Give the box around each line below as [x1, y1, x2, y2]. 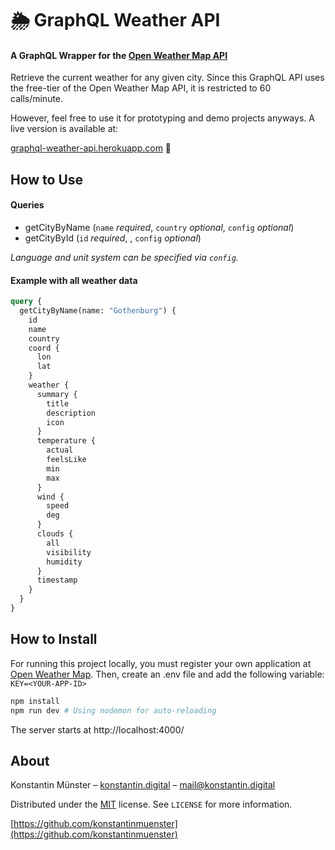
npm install [10, 696, 60, 706]
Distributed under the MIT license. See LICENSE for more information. [10, 798, 293, 811]
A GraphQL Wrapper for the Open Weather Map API [10, 49, 228, 61]
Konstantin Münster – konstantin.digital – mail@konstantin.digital [10, 779, 276, 791]
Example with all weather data [10, 274, 138, 286]
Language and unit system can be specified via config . [10, 251, 239, 263]
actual [46, 445, 74, 456]
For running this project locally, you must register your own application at [10, 657, 312, 669]
